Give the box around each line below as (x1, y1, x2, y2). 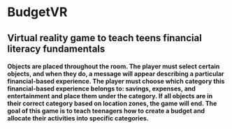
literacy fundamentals (7, 43, 106, 54)
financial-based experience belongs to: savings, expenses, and (7, 84, 196, 93)
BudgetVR (7, 4, 68, 20)
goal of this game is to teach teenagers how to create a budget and (7, 107, 205, 115)
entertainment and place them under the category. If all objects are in (7, 92, 213, 100)
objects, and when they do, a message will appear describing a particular (7, 70, 225, 78)
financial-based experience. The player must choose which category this (7, 77, 225, 86)
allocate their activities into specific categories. (7, 114, 149, 123)
